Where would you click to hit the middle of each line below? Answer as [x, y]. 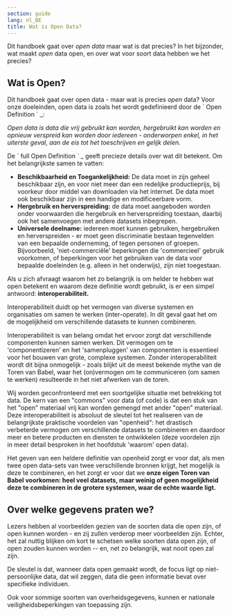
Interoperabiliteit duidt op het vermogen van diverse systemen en [100, 307]
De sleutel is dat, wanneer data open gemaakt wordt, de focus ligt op [106, 569]
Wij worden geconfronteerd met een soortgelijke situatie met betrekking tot [114, 393]
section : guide [29, 14]
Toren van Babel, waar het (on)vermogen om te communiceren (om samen [114, 372]
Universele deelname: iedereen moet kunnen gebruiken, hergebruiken [118, 228]
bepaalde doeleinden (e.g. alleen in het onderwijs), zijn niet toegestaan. [119, 265]
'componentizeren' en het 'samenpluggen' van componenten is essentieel [113, 350]
